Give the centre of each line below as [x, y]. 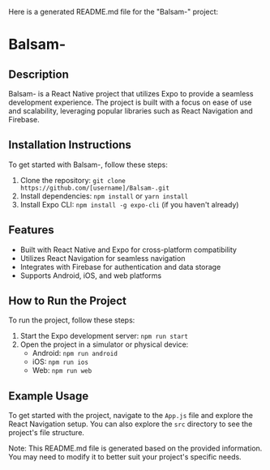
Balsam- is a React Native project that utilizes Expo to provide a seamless [131, 94]
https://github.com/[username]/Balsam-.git [95, 188]
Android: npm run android [75, 353]
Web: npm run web [62, 370]
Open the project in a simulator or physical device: [104, 344]
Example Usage [49, 396]
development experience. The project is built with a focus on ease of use [130, 102]
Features [31, 230]
